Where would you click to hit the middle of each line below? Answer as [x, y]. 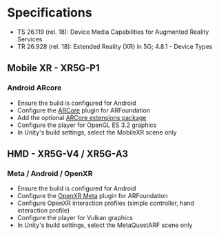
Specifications [50, 13]
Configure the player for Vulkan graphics [75, 218]
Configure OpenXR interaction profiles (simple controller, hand [106, 203]
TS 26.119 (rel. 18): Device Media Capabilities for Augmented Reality [113, 32]
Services [30, 39]
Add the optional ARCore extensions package [82, 117]
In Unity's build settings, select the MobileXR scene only [97, 132]
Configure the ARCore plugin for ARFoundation [83, 110]
